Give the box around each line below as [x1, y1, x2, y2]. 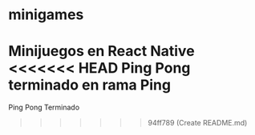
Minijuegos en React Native [8, 42, 195, 61]
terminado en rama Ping [8, 76, 171, 94]
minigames [8, 6, 84, 24]
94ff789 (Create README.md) [148, 118, 248, 128]
